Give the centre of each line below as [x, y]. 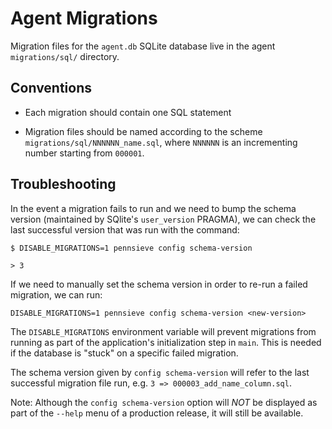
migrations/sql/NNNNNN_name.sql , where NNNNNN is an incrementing [161, 142]
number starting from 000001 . [84, 153]
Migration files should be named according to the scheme [143, 131]
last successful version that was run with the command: [125, 229]
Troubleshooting [63, 184]
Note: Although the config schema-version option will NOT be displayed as [164, 402]
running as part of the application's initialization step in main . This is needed [166, 342]
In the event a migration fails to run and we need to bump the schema [153, 208]
